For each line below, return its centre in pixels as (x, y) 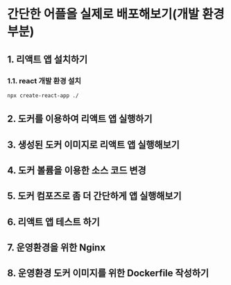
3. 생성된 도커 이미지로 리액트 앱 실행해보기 (94, 145)
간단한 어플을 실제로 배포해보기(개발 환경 (116, 14)
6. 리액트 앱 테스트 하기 (54, 222)
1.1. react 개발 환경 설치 (44, 80)
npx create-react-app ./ (43, 95)
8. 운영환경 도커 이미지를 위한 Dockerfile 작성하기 (108, 274)
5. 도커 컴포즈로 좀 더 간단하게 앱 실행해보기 (94, 196)
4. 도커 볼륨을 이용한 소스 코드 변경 (77, 170)
